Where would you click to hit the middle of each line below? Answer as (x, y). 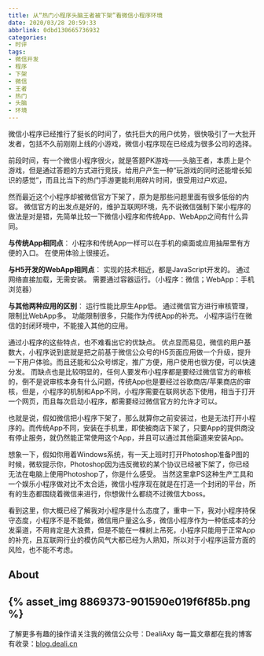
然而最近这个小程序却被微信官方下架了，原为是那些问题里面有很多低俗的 (125, 197)
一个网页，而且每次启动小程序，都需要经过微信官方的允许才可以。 (115, 401)
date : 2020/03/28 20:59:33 (52, 23)
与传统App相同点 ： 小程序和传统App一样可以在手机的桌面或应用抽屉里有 (126, 243)
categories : (27, 37)
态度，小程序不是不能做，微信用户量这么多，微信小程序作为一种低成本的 (132, 520)
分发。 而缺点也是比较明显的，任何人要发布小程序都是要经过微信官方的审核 (130, 372)
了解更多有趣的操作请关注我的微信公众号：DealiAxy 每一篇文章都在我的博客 (130, 634)
